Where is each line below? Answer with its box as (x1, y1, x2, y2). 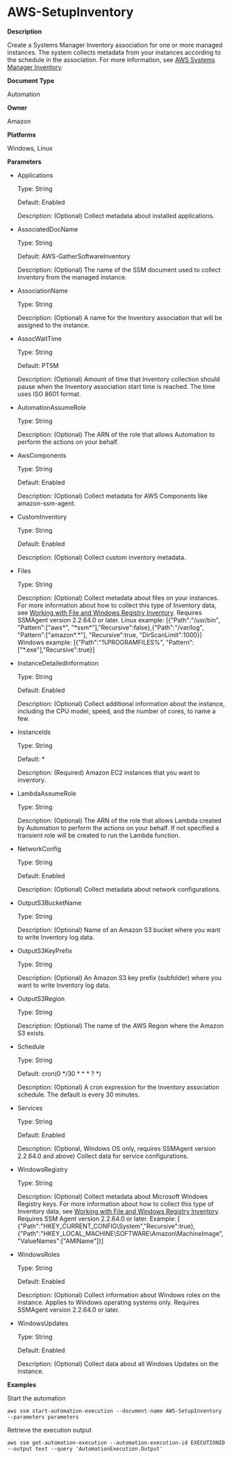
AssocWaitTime (17, 334, 63, 342)
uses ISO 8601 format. (17, 390, 81, 398)
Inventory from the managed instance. (17, 273, 127, 281)
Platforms (7, 130, 36, 139)
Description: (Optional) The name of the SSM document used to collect (17, 266, 221, 274)
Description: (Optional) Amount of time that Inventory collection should (17, 374, 220, 383)
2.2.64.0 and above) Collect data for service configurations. (17, 1152, 189, 1160)
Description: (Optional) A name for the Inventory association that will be (17, 313, 222, 321)
